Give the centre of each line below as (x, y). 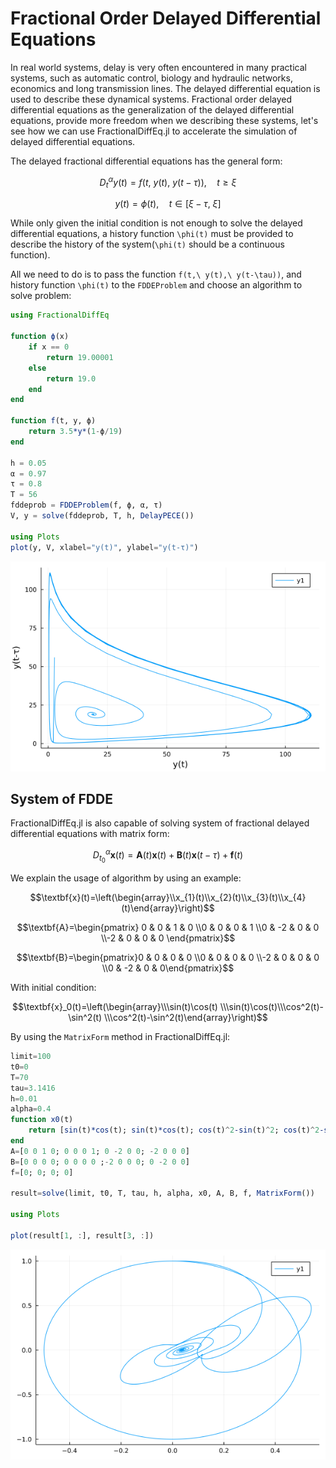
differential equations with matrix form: (90, 834)
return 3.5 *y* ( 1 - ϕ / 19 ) (75, 432)
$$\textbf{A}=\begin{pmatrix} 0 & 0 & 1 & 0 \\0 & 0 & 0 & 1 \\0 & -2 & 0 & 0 (168, 928)
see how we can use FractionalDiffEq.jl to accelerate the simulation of (154, 131)
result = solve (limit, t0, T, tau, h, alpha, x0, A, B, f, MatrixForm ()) (162, 1193)
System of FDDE (61, 798)
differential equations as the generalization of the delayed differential (152, 109)
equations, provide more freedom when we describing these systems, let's (164, 120)
